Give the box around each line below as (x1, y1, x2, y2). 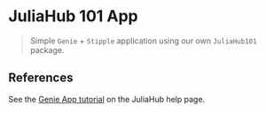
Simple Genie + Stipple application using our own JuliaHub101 (29, 35, 258, 46)
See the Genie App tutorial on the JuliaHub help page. (8, 94, 206, 104)
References (8, 71, 74, 86)
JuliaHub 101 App (8, 6, 138, 26)
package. (29, 44, 65, 55)
